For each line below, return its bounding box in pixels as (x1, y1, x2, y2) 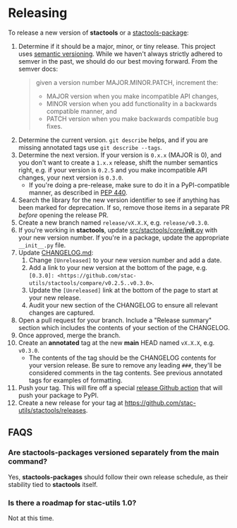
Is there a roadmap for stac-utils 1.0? (8, 498, 137, 508)
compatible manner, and (46, 107, 117, 115)
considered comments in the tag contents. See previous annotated (28, 368, 223, 377)
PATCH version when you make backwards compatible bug (46, 115, 219, 123)
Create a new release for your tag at (18, 398, 123, 407)
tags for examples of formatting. (28, 376, 123, 385)
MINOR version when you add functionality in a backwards (46, 99, 217, 107)
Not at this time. (8, 514, 54, 522)
